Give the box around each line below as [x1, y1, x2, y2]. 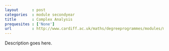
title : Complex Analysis [5, 17, 73, 22]
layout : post [5, 7, 46, 13]
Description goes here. [5, 40, 52, 46]
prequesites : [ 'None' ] [5, 21, 55, 27]
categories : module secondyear [5, 12, 75, 17]
